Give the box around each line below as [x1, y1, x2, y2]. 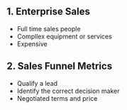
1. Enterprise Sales [6, 6, 90, 18]
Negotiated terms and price [16, 94, 98, 102]
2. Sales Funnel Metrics [6, 60, 113, 72]
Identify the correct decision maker [16, 87, 120, 95]
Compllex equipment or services [16, 32, 113, 40]
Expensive [16, 39, 48, 48]
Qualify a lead [16, 79, 58, 87]
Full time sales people [16, 24, 81, 33]
